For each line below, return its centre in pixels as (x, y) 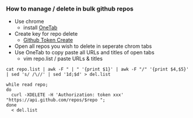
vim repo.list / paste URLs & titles (63, 59)
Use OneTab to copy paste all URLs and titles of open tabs (84, 53)
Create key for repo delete (46, 34)
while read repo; (27, 85)
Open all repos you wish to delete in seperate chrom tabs (83, 46)
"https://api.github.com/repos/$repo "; (56, 100)
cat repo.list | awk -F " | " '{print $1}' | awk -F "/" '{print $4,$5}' (98, 70)
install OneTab (40, 27)
